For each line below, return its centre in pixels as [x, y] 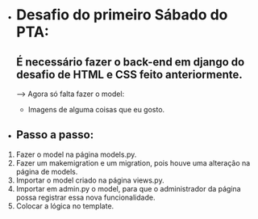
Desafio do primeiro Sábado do [122, 15]
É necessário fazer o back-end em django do [130, 62]
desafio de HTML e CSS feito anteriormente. [129, 74]
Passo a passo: [55, 135]
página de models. [47, 171]
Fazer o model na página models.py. [76, 154]
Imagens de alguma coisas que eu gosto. [96, 109]
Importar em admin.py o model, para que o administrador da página [128, 188]
